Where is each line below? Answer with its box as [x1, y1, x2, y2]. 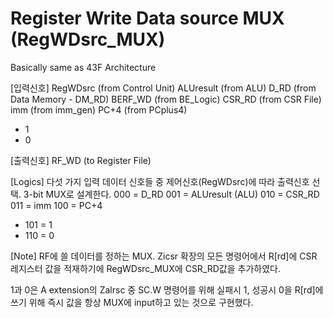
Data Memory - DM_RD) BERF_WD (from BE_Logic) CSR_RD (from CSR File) [10, 93, 322, 105]
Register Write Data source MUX [10, 7, 285, 30]
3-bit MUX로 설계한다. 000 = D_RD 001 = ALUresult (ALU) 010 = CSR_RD [23, 188, 320, 200]
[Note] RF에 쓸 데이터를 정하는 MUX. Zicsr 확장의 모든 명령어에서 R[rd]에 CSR [10, 250, 318, 262]
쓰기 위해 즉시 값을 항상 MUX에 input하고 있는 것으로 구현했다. [10, 296, 254, 308]
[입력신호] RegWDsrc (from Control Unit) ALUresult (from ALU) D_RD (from [10, 82, 317, 94]
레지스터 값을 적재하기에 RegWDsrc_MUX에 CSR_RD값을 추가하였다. [10, 262, 281, 274]
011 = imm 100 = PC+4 [10, 199, 103, 211]
